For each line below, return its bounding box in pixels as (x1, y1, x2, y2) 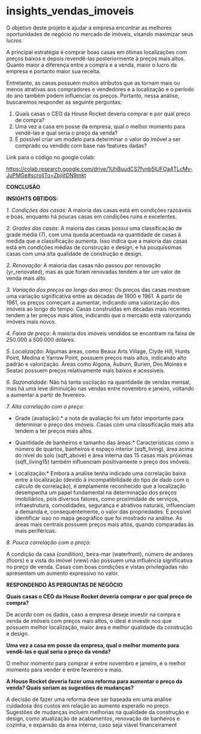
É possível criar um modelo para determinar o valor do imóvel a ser (14, 135, 181, 142)
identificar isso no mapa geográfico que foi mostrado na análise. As (14, 514, 182, 521)
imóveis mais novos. (6, 318, 56, 325)
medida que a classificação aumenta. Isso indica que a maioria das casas (6, 237, 188, 244)
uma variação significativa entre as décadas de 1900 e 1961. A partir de (6, 293, 183, 300)
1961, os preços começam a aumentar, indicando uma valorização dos (6, 299, 180, 306)
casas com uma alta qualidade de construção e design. (6, 250, 143, 257)
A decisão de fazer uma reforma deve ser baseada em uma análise (6, 696, 172, 703)
